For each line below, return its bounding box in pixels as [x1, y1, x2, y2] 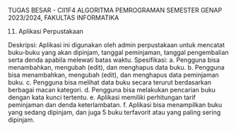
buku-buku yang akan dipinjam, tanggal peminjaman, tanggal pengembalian [8, 49, 229, 56]
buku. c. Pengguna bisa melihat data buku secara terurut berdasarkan [8, 78, 211, 87]
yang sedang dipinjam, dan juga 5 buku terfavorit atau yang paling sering [8, 108, 221, 116]
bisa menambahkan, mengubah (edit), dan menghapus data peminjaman [8, 70, 220, 79]
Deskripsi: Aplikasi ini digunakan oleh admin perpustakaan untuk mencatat [8, 41, 225, 49]
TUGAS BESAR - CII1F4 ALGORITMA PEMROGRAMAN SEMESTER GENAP [8, 6, 223, 14]
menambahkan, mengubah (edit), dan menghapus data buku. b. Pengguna [8, 63, 225, 71]
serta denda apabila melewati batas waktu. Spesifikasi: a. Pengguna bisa [8, 56, 220, 64]
